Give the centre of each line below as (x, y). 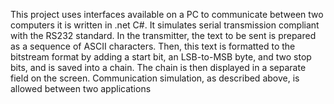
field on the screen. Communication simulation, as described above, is (155, 78)
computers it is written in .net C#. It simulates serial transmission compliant (165, 25)
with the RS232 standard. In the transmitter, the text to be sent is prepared (163, 35)
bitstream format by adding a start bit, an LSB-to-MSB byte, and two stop (161, 57)
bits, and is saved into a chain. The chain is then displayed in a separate (158, 67)
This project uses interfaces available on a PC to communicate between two (167, 14)
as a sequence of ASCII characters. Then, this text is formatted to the (153, 46)
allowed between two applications (81, 88)
